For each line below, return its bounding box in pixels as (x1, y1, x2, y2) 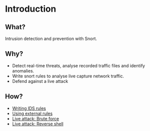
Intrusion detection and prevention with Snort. (5, 36, 97, 41)
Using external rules (12, 111, 53, 116)
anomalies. (12, 68, 34, 74)
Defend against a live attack (12, 78, 68, 84)
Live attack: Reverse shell (12, 121, 64, 127)
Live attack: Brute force (12, 115, 59, 121)
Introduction (5, 3, 56, 15)
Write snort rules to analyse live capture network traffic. (12, 73, 124, 79)
